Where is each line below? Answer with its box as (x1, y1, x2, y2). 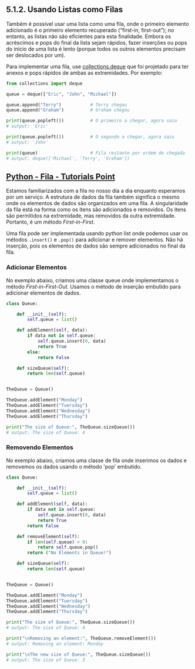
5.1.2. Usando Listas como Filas (6, 5, 123, 15)
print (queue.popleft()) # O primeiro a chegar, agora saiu (6, 118, 177, 124)
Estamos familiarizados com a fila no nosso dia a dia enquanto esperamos (6, 188, 186, 195)
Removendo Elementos (6, 443, 73, 451)
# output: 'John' (6, 139, 49, 145)
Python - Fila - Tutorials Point (6, 172, 116, 182)
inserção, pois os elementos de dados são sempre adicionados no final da (6, 242, 186, 249)
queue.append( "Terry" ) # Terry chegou (6, 102, 127, 108)
